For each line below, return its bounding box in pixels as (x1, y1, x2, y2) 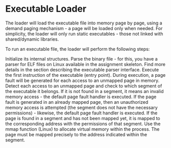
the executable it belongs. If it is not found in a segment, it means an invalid (5, 88, 164, 94)
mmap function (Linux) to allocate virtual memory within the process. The (5, 126, 160, 132)
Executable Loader (5, 3, 87, 15)
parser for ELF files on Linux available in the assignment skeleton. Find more (5, 61, 166, 67)
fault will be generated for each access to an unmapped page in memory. (5, 77, 160, 83)
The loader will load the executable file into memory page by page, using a (5, 20, 162, 26)
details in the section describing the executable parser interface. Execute (5, 67, 159, 73)
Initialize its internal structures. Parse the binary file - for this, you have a (5, 55, 158, 62)
